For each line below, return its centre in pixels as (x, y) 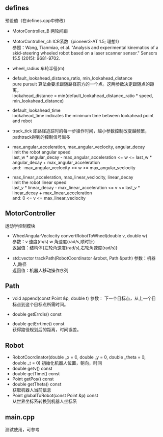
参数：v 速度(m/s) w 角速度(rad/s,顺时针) (54, 241)
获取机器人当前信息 (32, 390)
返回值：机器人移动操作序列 (40, 270)
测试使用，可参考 (22, 430)
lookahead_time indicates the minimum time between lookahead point (83, 115)
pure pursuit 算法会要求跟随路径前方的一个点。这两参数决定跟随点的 (81, 84)
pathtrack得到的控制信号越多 (41, 137)
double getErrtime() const (38, 324)
